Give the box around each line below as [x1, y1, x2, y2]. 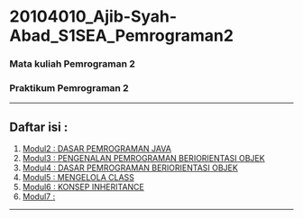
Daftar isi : [9, 119, 69, 134]
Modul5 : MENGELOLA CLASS [22, 172, 135, 183]
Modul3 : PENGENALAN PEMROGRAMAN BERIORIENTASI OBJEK [22, 153, 265, 164]
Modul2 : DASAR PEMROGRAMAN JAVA [22, 143, 171, 154]
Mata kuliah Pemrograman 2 [9, 58, 135, 70]
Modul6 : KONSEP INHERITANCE [22, 182, 144, 193]
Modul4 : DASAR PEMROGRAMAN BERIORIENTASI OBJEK [22, 162, 239, 173]
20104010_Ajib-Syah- [9, 6, 178, 27]
